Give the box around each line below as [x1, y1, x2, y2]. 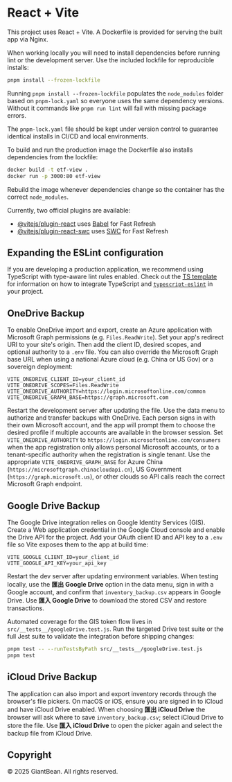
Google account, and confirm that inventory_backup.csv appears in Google [7, 588, 222, 596]
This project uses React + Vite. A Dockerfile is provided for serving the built [7, 28, 223, 36]
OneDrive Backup [7, 307, 84, 319]
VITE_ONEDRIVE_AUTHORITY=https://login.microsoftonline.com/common [7, 388, 206, 396]
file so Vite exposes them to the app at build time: [7, 540, 149, 549]
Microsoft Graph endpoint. [7, 480, 83, 488]
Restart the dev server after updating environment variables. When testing [7, 572, 220, 580]
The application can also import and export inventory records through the [7, 689, 217, 697]
